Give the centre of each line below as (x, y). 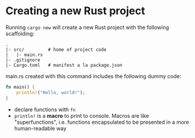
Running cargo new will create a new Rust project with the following (87, 27)
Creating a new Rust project (76, 11)
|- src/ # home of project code (56, 49)
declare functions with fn (45, 109)
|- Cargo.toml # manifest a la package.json (64, 65)
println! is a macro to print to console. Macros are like (81, 115)
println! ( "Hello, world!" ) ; (51, 92)
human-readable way (40, 128)
